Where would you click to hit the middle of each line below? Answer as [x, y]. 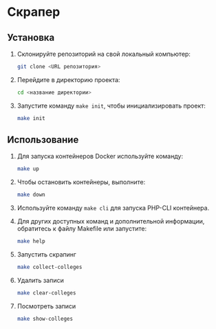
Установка [31, 38]
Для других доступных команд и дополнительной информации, [111, 221]
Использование [43, 140]
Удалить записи [40, 280]
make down [31, 195]
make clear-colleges [46, 293]
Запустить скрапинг [47, 255]
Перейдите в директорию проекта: [68, 79]
